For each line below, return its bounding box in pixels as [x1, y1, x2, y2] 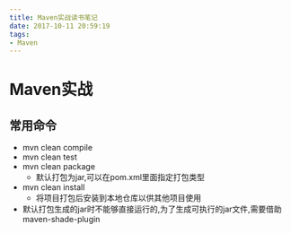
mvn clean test [22, 151, 78, 162]
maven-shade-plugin [22, 214, 101, 225]
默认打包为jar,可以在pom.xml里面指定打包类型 [35, 172, 205, 183]
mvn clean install [22, 182, 85, 193]
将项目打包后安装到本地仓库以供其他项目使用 [35, 193, 202, 203]
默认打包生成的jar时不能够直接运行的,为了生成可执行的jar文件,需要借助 [22, 203, 282, 215]
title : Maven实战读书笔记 [9, 13, 99, 22]
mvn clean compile [22, 142, 93, 153]
